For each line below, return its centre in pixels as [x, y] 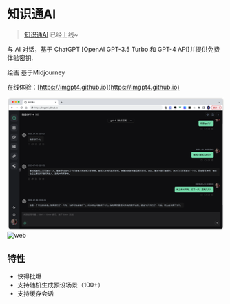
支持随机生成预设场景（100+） [61, 285]
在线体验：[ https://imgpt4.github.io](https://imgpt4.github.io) [94, 87]
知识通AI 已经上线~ [51, 34]
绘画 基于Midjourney [36, 72]
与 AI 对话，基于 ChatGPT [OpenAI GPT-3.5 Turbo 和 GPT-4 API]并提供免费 [114, 49]
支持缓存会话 [35, 294]
